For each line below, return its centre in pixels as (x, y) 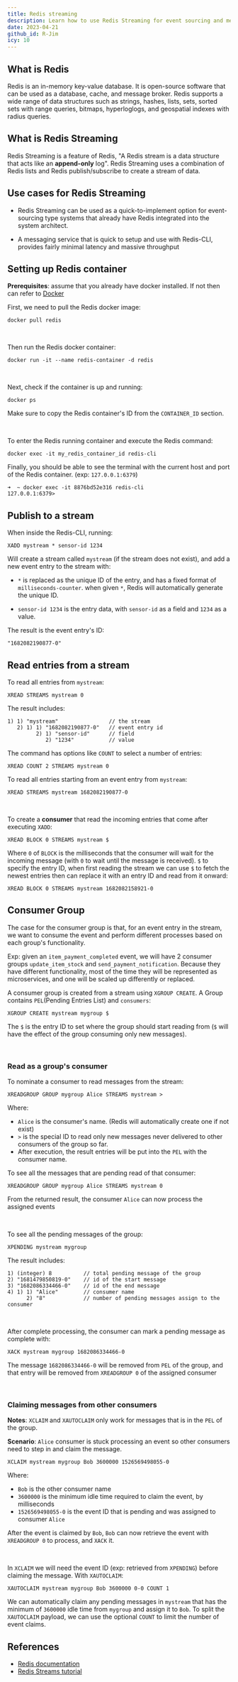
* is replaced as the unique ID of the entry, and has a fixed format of (117, 580)
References (33, 1647)
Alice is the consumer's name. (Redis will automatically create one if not (123, 1122)
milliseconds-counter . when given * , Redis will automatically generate (120, 588)
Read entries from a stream (68, 665)
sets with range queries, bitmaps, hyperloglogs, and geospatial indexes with (118, 109)
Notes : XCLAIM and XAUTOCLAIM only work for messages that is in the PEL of (115, 1420)
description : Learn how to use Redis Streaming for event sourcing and (115, 21)
